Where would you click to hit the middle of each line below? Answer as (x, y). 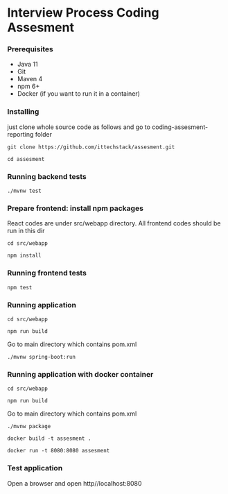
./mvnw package (29, 427)
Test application (35, 468)
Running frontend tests (47, 273)
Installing (23, 112)
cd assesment (26, 159)
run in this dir (26, 231)
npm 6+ (28, 86)
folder (43, 134)
